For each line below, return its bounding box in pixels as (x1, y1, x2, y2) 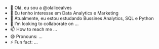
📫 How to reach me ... (10, 26, 57, 32)
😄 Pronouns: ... (10, 33, 43, 39)
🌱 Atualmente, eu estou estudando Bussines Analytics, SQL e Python (10, 15, 154, 21)
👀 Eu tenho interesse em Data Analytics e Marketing (10, 10, 119, 16)
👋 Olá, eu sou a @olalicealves (10, 5, 72, 10)
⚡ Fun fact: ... (10, 39, 38, 45)
